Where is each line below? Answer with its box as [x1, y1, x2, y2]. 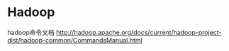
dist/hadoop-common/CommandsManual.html [7, 36, 143, 44]
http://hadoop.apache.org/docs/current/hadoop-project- [56, 28, 222, 36]
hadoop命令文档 [7, 28, 55, 36]
